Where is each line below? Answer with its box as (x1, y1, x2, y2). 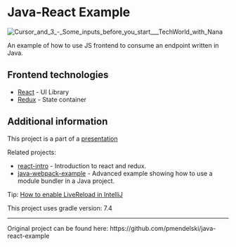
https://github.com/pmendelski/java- (110, 224, 216, 232)
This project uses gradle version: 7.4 (7, 203, 112, 212)
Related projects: (7, 148, 56, 156)
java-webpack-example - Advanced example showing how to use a (17, 169, 213, 177)
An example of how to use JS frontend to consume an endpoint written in (7, 41, 219, 49)
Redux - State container (17, 95, 86, 103)
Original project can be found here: (7, 224, 109, 232)
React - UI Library (17, 87, 70, 96)
